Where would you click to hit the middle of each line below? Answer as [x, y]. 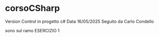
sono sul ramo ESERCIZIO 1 [32, 30]
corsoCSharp [32, 8]
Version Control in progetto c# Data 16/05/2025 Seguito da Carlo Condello [79, 21]
